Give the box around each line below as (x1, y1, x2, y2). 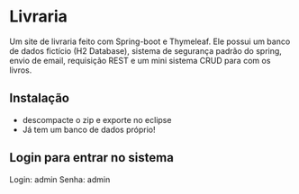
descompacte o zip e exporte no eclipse (22, 114, 172, 125)
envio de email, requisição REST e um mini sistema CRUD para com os (9, 55, 271, 66)
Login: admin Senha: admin (9, 173, 111, 185)
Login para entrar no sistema (9, 150, 174, 165)
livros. (9, 65, 32, 75)
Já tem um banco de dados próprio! (22, 124, 156, 135)
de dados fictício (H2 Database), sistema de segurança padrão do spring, (9, 45, 282, 56)
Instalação (9, 91, 70, 106)
